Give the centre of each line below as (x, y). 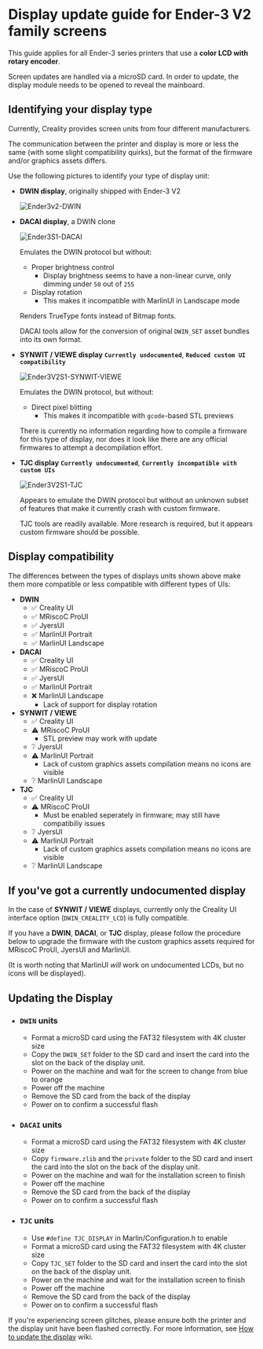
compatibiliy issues (74, 823)
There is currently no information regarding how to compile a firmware (133, 431)
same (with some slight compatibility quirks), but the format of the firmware (130, 152)
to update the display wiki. (51, 1336)
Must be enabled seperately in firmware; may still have (131, 814)
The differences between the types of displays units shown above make (124, 575)
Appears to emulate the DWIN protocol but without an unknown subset (134, 500)
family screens (58, 31)
